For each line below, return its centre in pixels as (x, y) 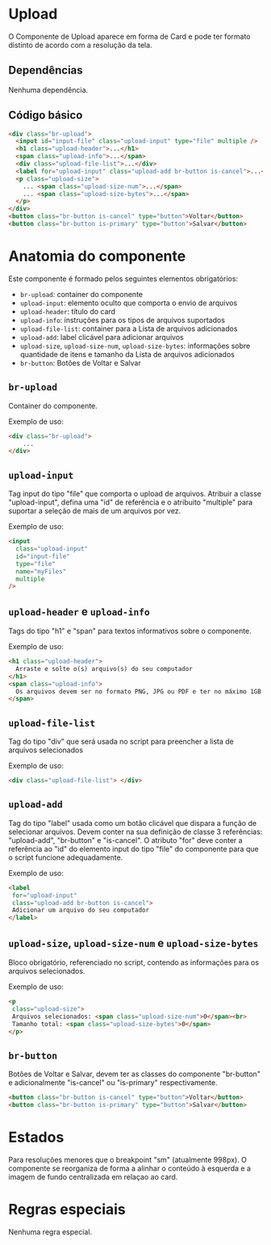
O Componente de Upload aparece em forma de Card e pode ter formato (129, 36)
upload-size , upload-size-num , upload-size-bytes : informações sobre (135, 346)
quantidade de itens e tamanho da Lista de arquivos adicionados (127, 354)
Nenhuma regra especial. (50, 1231)
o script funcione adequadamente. (66, 857)
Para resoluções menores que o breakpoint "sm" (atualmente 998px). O (128, 1159)
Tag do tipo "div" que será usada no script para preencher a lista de (121, 742)
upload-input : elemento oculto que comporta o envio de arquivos (129, 303)
